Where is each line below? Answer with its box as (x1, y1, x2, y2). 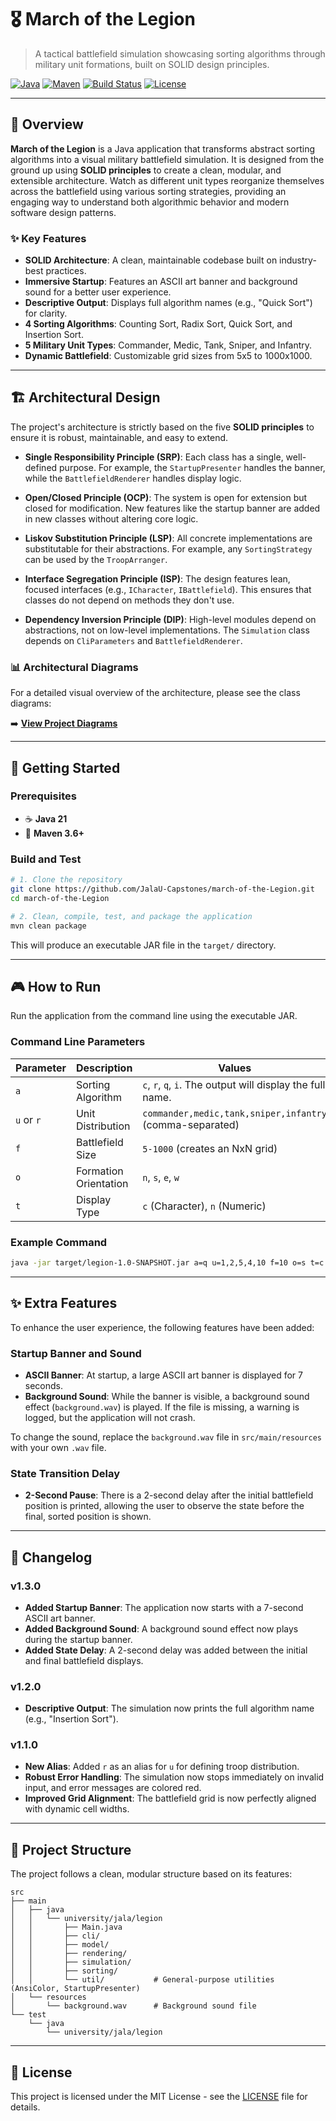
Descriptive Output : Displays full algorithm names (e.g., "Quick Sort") (24, 297, 313, 309)
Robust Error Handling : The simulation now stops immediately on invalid (24, 1771, 325, 1783)
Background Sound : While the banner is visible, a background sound (24, 1390, 310, 1402)
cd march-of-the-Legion (10, 893, 110, 903)
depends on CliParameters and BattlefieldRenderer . (24, 634, 243, 646)
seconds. (24, 1379, 64, 1391)
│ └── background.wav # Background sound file (10, 2001, 257, 2011)
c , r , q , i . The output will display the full (142, 1077, 326, 1091)
